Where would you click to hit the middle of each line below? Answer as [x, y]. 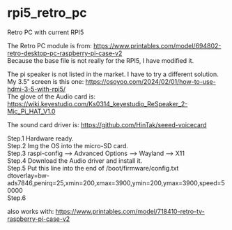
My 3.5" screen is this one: [46, 81]
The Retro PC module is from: [50, 45]
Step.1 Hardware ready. [41, 138]
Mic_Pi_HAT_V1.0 [31, 111]
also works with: [31, 211]
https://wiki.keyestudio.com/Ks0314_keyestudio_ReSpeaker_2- [98, 103]
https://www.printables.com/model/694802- [157, 45]
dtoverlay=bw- [29, 175]
